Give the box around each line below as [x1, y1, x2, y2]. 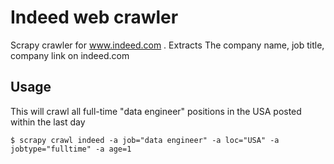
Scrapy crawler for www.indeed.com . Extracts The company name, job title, [10, 39, 325, 51]
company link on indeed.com [10, 49, 130, 61]
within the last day [10, 116, 86, 128]
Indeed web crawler [10, 6, 179, 29]
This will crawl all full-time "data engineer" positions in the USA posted [10, 105, 302, 117]
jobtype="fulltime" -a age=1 [10, 144, 132, 154]
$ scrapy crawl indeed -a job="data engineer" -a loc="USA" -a [10, 135, 280, 145]
